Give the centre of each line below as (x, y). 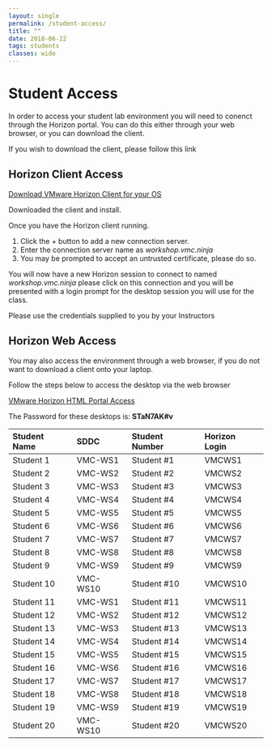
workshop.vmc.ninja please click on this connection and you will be (121, 282)
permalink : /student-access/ (57, 23)
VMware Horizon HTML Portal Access (72, 400)
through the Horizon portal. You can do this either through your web (121, 124)
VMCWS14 (226, 641)
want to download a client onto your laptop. (81, 369)
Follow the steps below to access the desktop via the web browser (119, 385)
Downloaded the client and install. (65, 209)
